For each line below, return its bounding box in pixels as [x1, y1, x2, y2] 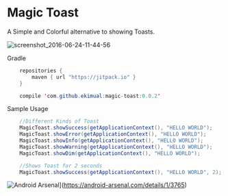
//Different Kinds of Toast [19, 118, 99, 125]
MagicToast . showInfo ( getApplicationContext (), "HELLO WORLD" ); [19, 137, 204, 145]
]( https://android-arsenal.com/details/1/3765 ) [59, 181, 187, 189]
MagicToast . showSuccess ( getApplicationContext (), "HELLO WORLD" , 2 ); [19, 169, 223, 175]
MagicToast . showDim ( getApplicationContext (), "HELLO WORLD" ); [19, 149, 201, 157]
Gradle [7, 53, 26, 62]
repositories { [19, 67, 63, 74]
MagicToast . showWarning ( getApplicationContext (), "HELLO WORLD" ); [19, 143, 213, 150]
